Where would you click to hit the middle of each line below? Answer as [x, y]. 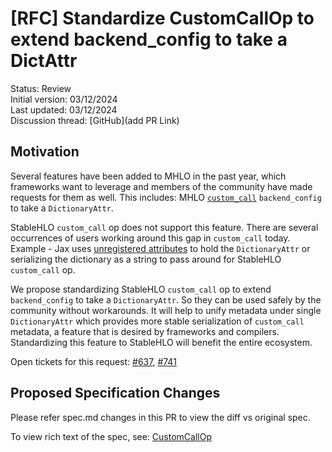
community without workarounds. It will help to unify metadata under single [166, 310]
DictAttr [44, 61]
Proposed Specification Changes [115, 393]
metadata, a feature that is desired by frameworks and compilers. [145, 331]
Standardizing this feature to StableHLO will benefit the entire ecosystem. [161, 342]
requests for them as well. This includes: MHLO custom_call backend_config [166, 197]
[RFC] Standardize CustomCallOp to [162, 18]
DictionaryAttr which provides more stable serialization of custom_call [157, 321]
